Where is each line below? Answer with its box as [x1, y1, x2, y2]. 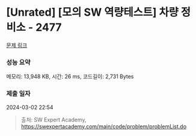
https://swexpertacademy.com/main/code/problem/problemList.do [20, 123, 187, 130]
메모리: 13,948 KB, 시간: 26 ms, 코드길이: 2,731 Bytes [6, 73, 134, 80]
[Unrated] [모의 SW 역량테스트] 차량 [6, 5, 179, 19]
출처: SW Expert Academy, [20, 116, 87, 123]
